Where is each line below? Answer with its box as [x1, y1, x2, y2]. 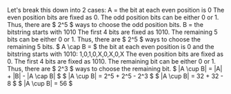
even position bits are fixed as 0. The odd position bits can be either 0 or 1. [7, 13, 219, 21]
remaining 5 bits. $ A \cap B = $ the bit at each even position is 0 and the [7, 43, 214, 50]
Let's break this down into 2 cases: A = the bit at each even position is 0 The [7, 6, 225, 14]
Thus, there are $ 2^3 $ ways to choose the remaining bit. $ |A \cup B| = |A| [7, 65, 223, 73]
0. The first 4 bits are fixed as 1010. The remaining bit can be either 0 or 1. [7, 57, 216, 65]
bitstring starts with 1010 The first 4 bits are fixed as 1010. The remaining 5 [7, 28, 218, 36]
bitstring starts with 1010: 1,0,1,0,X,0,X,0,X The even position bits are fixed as [7, 50, 224, 58]
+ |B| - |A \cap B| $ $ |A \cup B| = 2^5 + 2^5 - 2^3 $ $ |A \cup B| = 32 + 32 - [7, 72, 224, 80]
